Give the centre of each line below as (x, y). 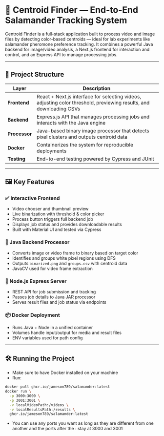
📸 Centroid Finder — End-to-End (72, 10)
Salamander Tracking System (66, 20)
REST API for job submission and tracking (54, 292)
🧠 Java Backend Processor (37, 242)
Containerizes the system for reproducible (85, 145)
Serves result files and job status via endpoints (59, 302)
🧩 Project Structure (35, 74)
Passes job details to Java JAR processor (54, 297)
